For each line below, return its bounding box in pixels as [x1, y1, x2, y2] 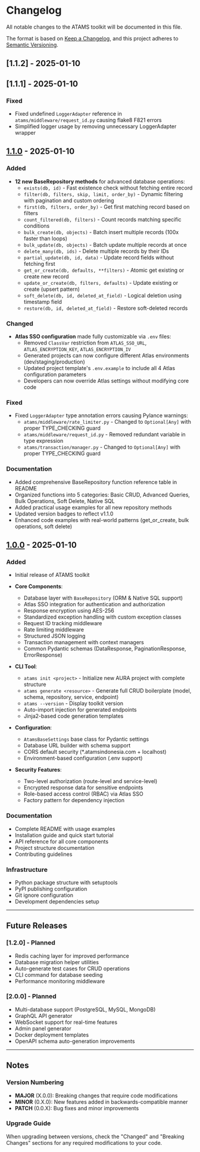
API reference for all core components [14, 838, 109, 845]
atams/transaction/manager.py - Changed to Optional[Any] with [23, 443, 180, 451]
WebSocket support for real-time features [14, 1019, 118, 1026]
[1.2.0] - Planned [6, 939, 55, 947]
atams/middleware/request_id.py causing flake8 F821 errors [14, 117, 162, 124]
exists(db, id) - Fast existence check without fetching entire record [23, 184, 193, 191]
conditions [23, 222, 50, 229]
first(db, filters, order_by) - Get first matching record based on [23, 203, 190, 210]
